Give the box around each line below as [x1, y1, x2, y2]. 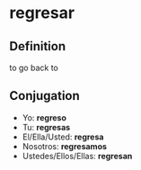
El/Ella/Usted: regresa [22, 131, 104, 142]
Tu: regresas [22, 121, 71, 132]
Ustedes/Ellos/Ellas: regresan [22, 150, 133, 161]
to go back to [9, 62, 58, 73]
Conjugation [9, 88, 81, 103]
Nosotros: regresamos [22, 140, 108, 151]
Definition [9, 39, 66, 54]
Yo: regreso [22, 112, 67, 123]
